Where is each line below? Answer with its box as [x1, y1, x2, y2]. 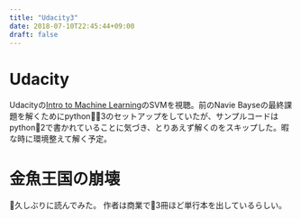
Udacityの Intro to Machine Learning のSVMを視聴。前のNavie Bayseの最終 [9, 100, 285, 111]
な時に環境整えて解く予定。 [9, 133, 113, 144]
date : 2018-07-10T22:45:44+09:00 [9, 22, 135, 31]
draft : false [9, 30, 59, 39]
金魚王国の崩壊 [9, 169, 121, 189]
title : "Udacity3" [9, 13, 78, 23]
